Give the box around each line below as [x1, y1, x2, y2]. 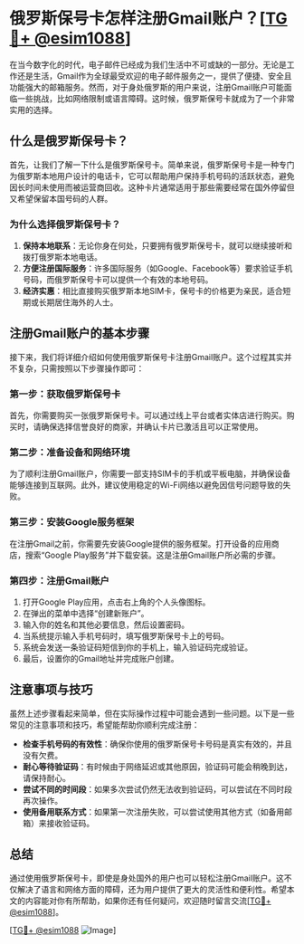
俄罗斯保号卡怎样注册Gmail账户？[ [9, 8, 266, 29]
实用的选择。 [9, 104, 57, 115]
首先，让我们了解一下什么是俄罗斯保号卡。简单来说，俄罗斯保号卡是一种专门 [9, 159, 295, 170]
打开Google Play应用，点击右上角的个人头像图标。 [22, 596, 211, 607]
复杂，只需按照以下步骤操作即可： [16, 363, 145, 374]
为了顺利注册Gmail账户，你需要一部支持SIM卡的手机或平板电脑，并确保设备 [9, 468, 291, 480]
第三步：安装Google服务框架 [9, 516, 135, 529]
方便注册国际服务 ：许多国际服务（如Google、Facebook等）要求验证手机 [22, 263, 293, 274]
